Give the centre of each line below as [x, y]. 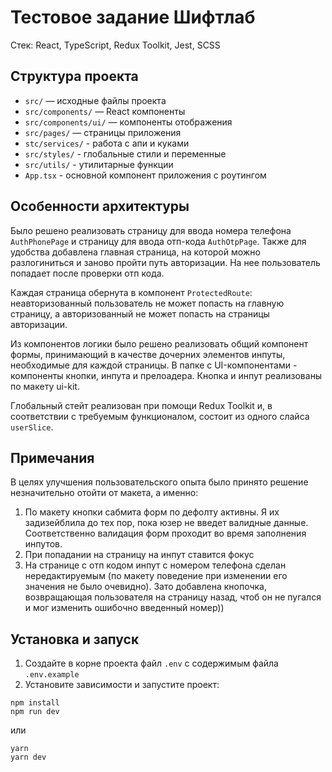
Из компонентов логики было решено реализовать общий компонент [159, 343]
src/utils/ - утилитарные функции [99, 164]
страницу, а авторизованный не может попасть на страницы [140, 313]
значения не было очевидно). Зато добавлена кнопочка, [145, 587]
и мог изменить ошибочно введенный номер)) [124, 608]
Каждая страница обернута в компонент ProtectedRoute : [131, 292]
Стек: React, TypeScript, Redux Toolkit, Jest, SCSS [115, 45]
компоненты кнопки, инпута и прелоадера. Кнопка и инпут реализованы [166, 375]
